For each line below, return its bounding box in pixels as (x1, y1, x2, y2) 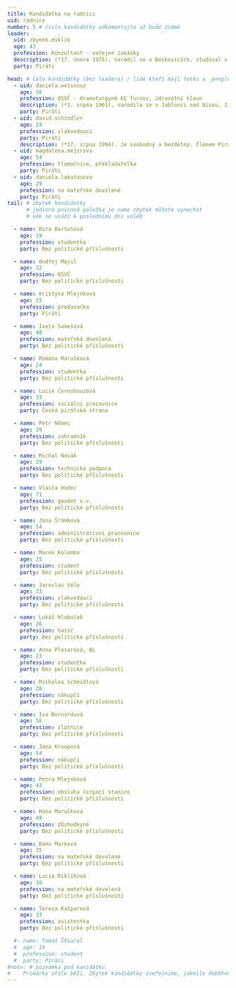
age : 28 (20, 684, 42, 692)
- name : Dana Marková (13, 840, 77, 847)
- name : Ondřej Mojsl (13, 258, 77, 265)
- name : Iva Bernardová (13, 711, 83, 718)
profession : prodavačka (20, 304, 90, 311)
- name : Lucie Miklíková (13, 873, 86, 880)
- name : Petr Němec (13, 420, 71, 427)
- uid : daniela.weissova (13, 82, 86, 89)
